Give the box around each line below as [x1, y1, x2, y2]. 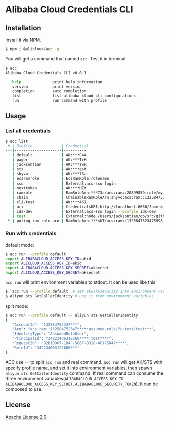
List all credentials [5, 127, 51, 134]
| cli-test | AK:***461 [12, 200, 87, 205]
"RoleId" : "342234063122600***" [12, 345, 80, 350]
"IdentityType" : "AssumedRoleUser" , [12, 331, 89, 336]
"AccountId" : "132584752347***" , [12, 322, 82, 327]
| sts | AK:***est [12, 166, 87, 172]
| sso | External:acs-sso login [12, 180, 116, 186]
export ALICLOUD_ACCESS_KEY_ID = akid [5, 261, 82, 266]
